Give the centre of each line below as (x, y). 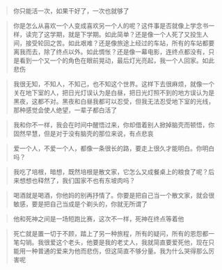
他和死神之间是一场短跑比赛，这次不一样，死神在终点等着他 (98, 219)
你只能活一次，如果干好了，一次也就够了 (71, 11)
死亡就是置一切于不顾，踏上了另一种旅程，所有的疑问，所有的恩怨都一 (114, 233)
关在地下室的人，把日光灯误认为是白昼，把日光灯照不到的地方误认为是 (114, 93)
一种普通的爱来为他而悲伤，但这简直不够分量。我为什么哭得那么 (117, 251)
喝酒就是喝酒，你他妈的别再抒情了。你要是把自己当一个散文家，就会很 (114, 195)
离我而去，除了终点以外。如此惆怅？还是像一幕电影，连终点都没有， (111, 52)
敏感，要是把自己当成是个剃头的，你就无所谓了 (80, 204)
